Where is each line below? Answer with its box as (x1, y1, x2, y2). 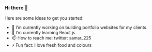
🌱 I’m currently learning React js (11, 30, 76, 36)
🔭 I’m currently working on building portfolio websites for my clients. (11, 25, 148, 30)
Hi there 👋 (4, 4, 29, 11)
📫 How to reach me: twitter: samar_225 (11, 35, 91, 41)
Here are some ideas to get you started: (4, 15, 84, 21)
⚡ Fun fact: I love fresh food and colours (11, 42, 92, 48)
